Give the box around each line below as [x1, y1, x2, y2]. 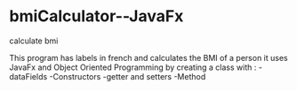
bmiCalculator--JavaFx [9, 6, 184, 27]
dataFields [9, 71, 48, 81]
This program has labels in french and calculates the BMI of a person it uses [9, 52, 288, 63]
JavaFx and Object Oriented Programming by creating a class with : [9, 62, 257, 72]
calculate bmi [9, 35, 59, 46]
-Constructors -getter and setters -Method [49, 71, 206, 81]
